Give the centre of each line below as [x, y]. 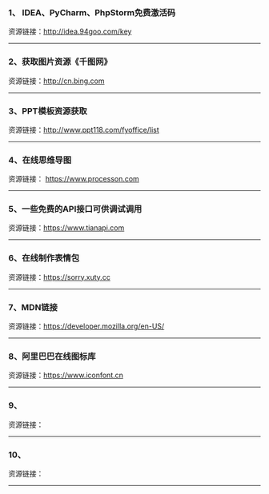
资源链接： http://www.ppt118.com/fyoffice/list [84, 129]
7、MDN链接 [33, 307]
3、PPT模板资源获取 [48, 111]
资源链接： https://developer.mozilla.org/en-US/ [86, 326]
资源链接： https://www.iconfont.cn [66, 375]
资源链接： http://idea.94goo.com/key [70, 32]
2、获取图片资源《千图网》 [60, 62]
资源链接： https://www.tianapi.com [66, 228]
